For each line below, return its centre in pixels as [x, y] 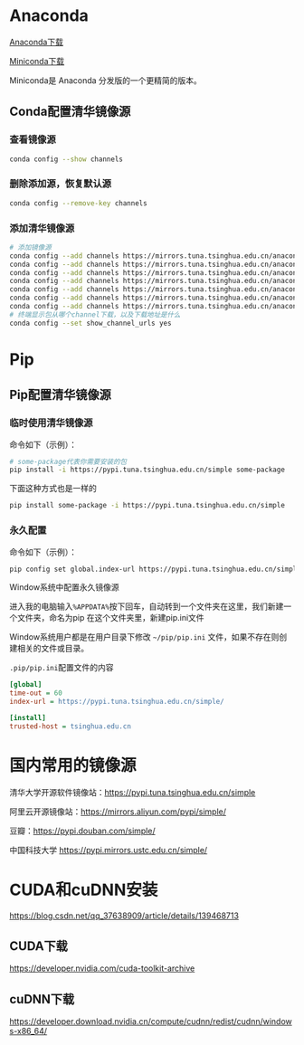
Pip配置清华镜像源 [60, 395]
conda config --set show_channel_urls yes [90, 323]
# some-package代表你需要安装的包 [68, 461]
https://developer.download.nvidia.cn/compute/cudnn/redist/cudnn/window [151, 1021]
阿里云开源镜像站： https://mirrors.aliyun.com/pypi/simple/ [118, 812]
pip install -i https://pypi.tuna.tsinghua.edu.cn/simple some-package [147, 470]
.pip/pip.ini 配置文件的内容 [62, 668]
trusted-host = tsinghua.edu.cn [70, 726]
